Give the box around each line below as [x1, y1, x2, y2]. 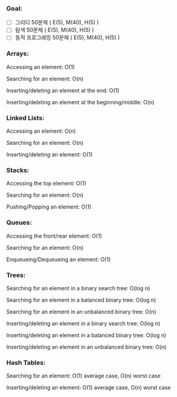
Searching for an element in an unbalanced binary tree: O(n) [6, 308, 156, 315]
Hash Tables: [6, 358, 46, 367]
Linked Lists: [6, 113, 45, 122]
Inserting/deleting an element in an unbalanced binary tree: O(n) [6, 343, 167, 350]
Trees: [6, 271, 26, 279]
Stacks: [6, 166, 30, 174]
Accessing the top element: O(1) [6, 180, 87, 187]
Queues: [6, 218, 32, 227]
